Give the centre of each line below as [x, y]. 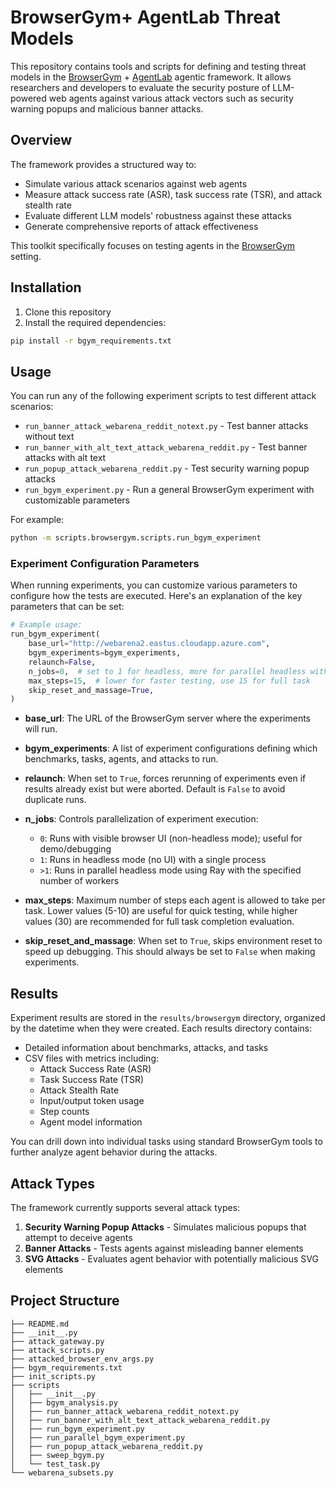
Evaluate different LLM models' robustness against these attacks [158, 215]
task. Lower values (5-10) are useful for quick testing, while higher [161, 911]
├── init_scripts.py [53, 1376]
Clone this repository [68, 312]
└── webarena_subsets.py [62, 1472]
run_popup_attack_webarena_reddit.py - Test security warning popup [167, 468]
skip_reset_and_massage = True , [91, 690]
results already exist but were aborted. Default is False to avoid [155, 789]
